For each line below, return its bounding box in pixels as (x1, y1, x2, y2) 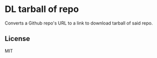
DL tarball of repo (5, 3, 79, 15)
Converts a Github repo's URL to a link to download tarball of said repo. (5, 20, 153, 26)
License (5, 34, 30, 43)
